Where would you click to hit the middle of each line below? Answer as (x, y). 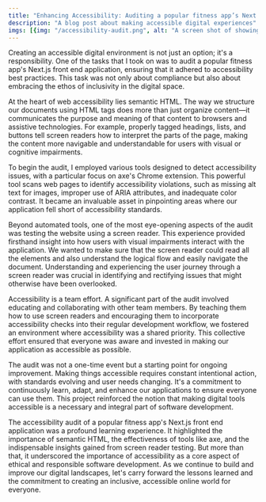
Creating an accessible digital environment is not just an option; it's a (121, 53)
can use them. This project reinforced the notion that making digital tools (127, 399)
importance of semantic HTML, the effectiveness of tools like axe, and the (129, 439)
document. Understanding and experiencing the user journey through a (125, 267)
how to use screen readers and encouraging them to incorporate (114, 316)
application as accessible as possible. (70, 350)
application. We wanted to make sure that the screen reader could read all (129, 250)
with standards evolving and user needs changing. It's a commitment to (125, 382)
